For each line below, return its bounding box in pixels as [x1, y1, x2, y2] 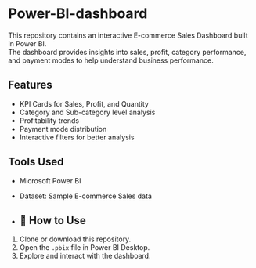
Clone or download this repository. [19, 234, 132, 244]
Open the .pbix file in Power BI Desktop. [19, 243, 150, 252]
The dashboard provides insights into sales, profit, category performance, [8, 47, 247, 56]
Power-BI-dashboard [8, 5, 148, 23]
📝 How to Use [19, 213, 86, 227]
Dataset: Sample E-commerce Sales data [19, 191, 153, 201]
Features [8, 78, 52, 92]
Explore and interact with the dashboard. [19, 252, 151, 261]
